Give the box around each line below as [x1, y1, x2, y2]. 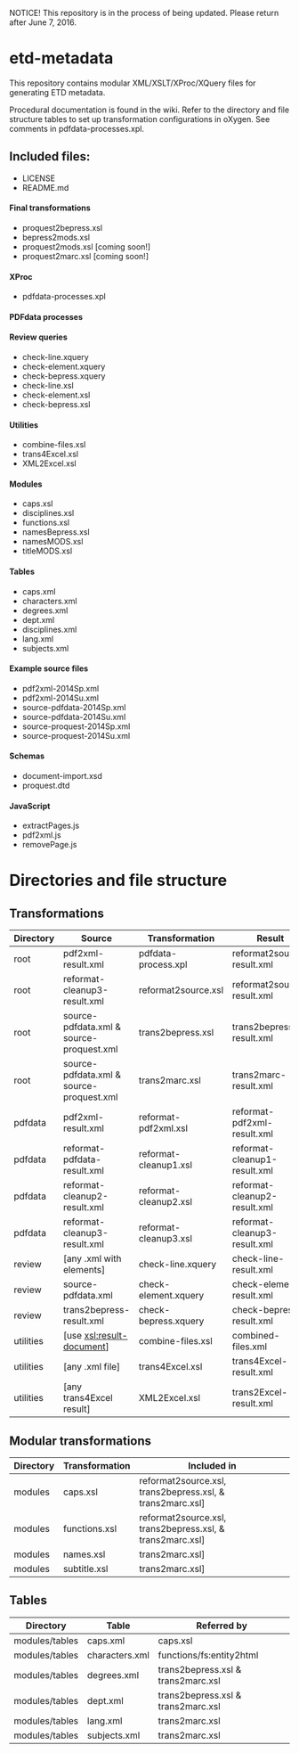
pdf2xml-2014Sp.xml [21, 683, 100, 693]
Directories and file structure [9, 871, 228, 890]
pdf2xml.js [21, 830, 61, 840]
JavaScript [9, 800, 51, 811]
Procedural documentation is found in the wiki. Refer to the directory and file [9, 104, 290, 115]
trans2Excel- [231, 1386, 287, 1398]
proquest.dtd [21, 780, 70, 790]
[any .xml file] [62, 1361, 121, 1373]
